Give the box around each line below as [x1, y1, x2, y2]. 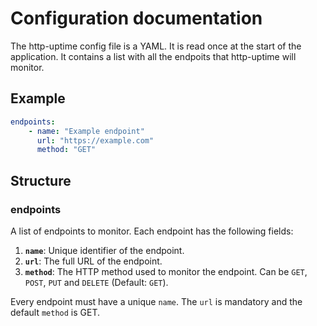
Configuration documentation [10, 7, 263, 30]
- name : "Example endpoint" [28, 126, 145, 136]
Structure [10, 172, 72, 189]
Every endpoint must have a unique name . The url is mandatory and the [10, 295, 303, 307]
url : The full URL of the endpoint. [24, 255, 163, 267]
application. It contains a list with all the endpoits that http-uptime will [10, 50, 297, 62]
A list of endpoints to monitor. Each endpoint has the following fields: [10, 225, 294, 237]
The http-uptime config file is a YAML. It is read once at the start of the [10, 40, 302, 52]
